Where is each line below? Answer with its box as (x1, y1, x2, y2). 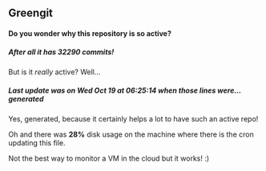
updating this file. (8, 137, 66, 147)
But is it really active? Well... (8, 67, 101, 77)
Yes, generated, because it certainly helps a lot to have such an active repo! (8, 113, 259, 123)
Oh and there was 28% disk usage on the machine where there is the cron (8, 129, 254, 139)
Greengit (8, 6, 54, 20)
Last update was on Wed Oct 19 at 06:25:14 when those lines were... (8, 85, 242, 95)
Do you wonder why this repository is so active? (8, 28, 172, 38)
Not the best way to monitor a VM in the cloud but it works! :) (8, 153, 210, 163)
